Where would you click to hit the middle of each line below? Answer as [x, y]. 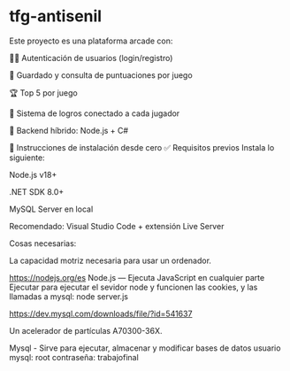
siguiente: [27, 158]
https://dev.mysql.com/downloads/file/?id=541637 [101, 313]
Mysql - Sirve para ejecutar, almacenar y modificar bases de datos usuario [145, 348]
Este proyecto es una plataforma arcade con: [91, 41]
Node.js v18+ [33, 174]
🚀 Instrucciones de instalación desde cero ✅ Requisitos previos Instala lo [142, 147]
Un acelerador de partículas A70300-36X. [86, 330]
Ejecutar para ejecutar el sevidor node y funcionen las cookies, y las [134, 287]
